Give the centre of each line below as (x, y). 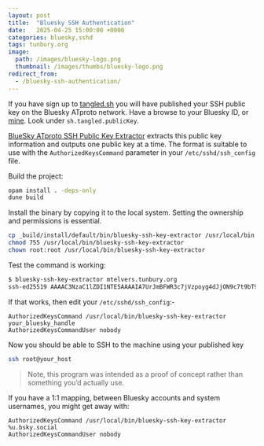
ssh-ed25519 (27, 287)
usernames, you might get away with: (69, 406)
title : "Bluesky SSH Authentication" (71, 23)
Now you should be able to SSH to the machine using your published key (126, 345)
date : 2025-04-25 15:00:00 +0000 (66, 30)
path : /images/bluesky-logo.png (68, 60)
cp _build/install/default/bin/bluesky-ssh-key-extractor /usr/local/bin (132, 236)
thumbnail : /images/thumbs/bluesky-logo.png (89, 67)
